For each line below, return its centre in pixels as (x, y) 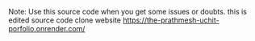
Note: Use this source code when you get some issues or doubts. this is (128, 12)
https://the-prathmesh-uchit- (171, 20)
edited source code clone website (65, 20)
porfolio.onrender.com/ (47, 29)
